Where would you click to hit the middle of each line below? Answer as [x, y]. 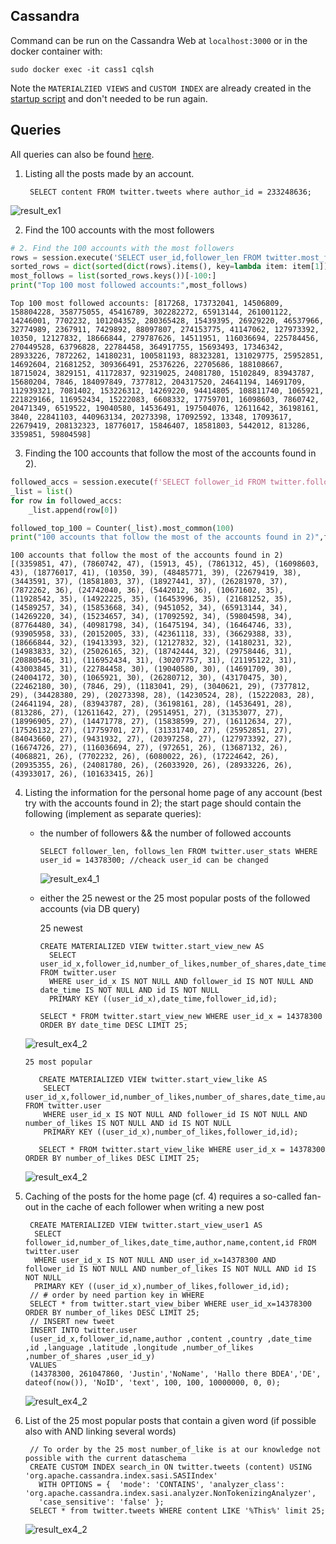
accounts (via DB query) [90, 909]
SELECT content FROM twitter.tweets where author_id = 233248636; [170, 192]
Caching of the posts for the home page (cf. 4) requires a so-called [163, 1196]
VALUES [43, 1365]
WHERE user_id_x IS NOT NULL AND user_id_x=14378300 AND [155, 1260]
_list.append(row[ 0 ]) [73, 510]
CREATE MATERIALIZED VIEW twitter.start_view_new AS [152, 947]
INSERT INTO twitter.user [83, 1330]
